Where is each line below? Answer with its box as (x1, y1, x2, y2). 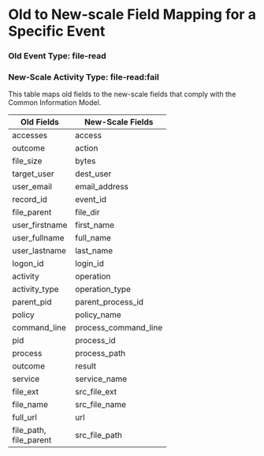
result (74, 361, 97, 372)
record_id (12, 194, 47, 205)
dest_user (74, 168, 112, 179)
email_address (74, 181, 128, 192)
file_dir (74, 207, 100, 218)
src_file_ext (74, 387, 117, 398)
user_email (12, 181, 53, 192)
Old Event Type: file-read (8, 50, 106, 62)
